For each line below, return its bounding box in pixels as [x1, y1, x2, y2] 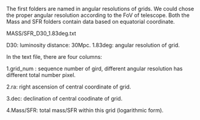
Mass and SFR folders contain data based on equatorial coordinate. [6, 18, 175, 25]
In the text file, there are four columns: [6, 53, 102, 60]
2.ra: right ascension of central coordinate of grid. [6, 83, 131, 90]
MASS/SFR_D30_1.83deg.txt [6, 30, 77, 37]
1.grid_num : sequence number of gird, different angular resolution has [6, 65, 183, 72]
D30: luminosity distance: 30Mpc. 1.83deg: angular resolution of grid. [6, 42, 181, 48]
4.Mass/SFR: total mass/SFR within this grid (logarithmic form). [6, 107, 164, 114]
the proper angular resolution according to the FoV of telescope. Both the [6, 12, 190, 19]
